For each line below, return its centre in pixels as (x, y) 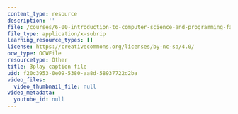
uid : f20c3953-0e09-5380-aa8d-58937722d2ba (73, 73)
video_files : (27, 80)
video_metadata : (31, 93)
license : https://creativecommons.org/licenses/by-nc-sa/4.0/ (101, 47)
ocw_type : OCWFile (34, 54)
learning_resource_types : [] (50, 40)
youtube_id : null (39, 100)
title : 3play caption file (47, 67)
